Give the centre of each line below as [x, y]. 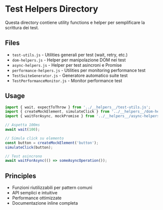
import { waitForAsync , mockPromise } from [50, 116]
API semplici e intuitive [35, 193]
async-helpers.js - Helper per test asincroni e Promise [67, 65]
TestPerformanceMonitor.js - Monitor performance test [67, 80]
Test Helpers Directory [52, 9]
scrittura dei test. [22, 27]
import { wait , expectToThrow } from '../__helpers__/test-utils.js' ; [78, 107]
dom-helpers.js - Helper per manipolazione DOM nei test [69, 60]
